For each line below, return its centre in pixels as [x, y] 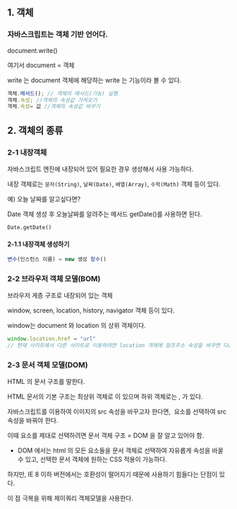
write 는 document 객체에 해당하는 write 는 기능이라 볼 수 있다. [95, 80]
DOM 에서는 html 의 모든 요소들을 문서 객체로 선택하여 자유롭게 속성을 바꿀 [120, 450]
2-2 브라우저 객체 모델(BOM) [54, 279]
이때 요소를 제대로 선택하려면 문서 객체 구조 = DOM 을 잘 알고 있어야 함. [106, 435]
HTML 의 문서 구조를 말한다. [46, 382]
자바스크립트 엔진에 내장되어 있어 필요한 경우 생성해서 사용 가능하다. [101, 169]
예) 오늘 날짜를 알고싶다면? [44, 199]
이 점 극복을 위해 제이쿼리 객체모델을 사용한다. [71, 498]
